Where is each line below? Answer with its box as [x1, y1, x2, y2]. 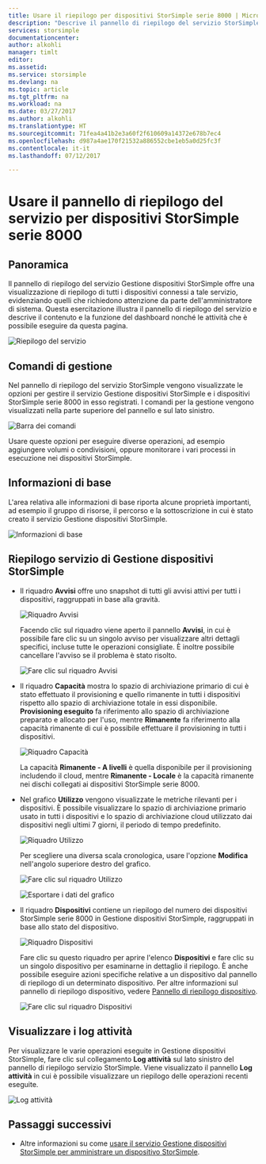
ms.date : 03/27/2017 [8, 108, 77, 116]
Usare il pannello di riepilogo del [8, 193, 224, 211]
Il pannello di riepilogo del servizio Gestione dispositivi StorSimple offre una [8, 279, 255, 289]
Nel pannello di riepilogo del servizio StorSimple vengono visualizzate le [8, 381, 244, 390]
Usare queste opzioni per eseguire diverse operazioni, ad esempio [8, 437, 226, 446]
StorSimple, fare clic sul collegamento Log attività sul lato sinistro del [8, 1054, 234, 1063]
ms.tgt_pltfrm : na [8, 93, 69, 101]
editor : [8, 56, 34, 64]
